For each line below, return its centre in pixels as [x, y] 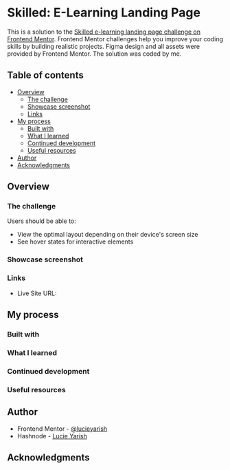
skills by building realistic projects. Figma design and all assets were [104, 46]
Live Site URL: [37, 293]
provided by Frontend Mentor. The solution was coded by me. [94, 54]
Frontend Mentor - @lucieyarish [62, 429]
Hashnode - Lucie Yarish [52, 436]
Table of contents [45, 75]
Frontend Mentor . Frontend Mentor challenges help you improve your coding [115, 39]
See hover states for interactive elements [75, 242]
